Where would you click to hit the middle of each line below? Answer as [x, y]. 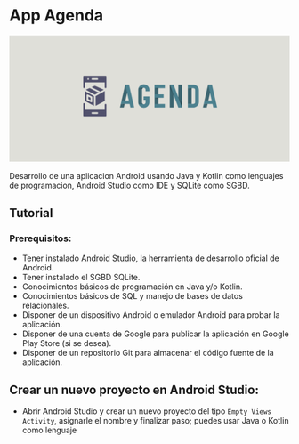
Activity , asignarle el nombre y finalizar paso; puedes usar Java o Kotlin [155, 421]
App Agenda [57, 16]
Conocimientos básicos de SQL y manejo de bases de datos [132, 295]
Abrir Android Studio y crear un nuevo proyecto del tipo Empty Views [147, 411]
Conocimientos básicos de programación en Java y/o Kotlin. [132, 287]
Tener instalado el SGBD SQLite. [81, 277]
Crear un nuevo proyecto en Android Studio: [134, 389]
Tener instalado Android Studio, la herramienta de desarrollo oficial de [151, 258]
